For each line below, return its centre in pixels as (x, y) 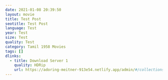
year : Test (16, 33)
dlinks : (13, 56)
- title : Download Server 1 (39, 61)
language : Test (21, 28)
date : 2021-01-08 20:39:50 (33, 10)
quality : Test (20, 42)
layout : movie (20, 14)
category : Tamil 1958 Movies (35, 47)
